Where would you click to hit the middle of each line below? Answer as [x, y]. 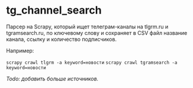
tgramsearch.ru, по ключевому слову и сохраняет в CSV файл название [97, 32]
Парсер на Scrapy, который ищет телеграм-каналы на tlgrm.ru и [87, 27]
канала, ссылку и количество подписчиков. [62, 39]
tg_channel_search [54, 10]
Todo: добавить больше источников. [52, 79]
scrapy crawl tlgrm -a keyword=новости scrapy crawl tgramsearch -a [92, 63]
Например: [20, 50]
